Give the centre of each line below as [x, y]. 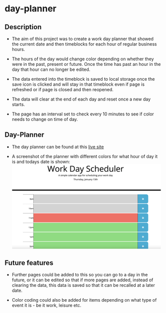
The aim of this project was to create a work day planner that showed [83, 39]
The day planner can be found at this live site [58, 147]
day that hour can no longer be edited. [51, 69]
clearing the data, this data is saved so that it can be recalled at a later [83, 285]
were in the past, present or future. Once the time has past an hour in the [86, 64]
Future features [29, 263]
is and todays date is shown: [41, 161]
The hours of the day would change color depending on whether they [83, 59]
